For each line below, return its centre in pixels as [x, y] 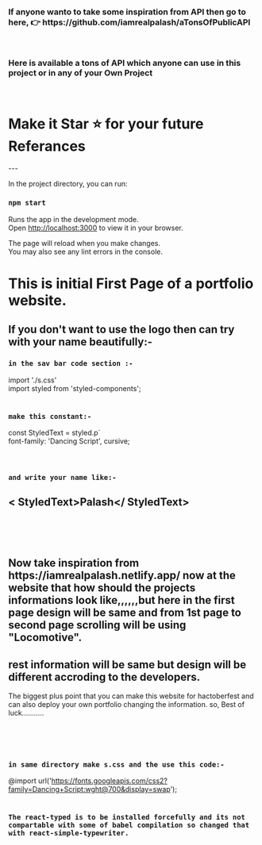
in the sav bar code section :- [71, 364]
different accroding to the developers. [104, 677]
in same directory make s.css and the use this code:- [116, 764]
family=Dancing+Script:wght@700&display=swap [89, 789]
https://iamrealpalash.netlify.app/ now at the [122, 576]
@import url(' [30, 781]
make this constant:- [50, 416]
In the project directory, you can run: [68, 183]
